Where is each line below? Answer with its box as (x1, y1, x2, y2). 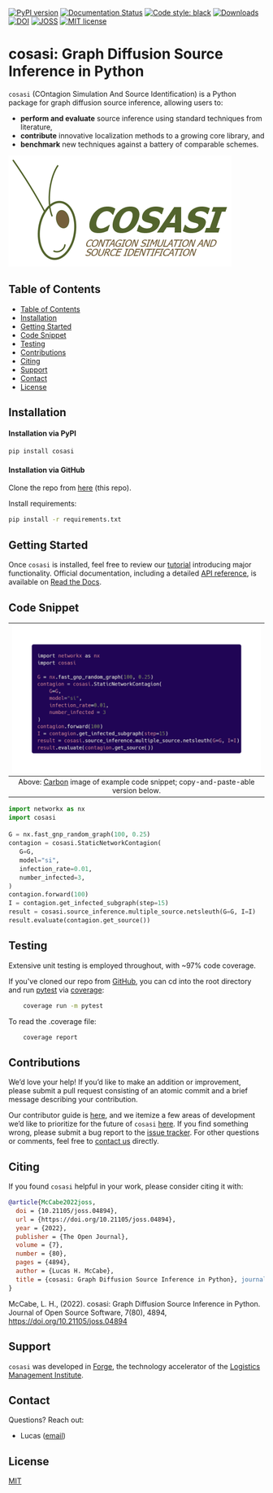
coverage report (23, 1033, 79, 1041)
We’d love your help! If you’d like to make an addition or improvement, (8, 1077, 241, 1087)
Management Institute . (8, 1370, 84, 1380)
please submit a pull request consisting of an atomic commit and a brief (8, 1086, 248, 1096)
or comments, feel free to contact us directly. (8, 1136, 160, 1146)
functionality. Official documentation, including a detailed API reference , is (8, 568, 258, 578)
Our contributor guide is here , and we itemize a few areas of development (8, 1110, 256, 1120)
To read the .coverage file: (8, 1016, 97, 1026)
